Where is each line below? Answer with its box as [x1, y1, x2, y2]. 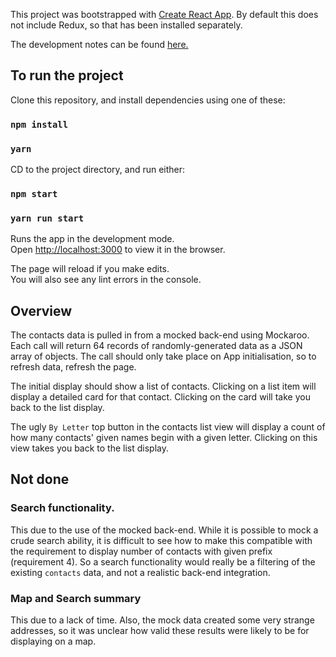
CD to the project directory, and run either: [10, 164, 186, 176]
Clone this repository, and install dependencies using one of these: [10, 94, 286, 106]
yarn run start [10, 212, 85, 224]
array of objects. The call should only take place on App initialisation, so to [10, 350, 317, 363]
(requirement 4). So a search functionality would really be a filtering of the [10, 555, 316, 568]
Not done [10, 471, 70, 488]
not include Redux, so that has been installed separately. [10, 19, 243, 31]
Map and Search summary [10, 591, 142, 605]
